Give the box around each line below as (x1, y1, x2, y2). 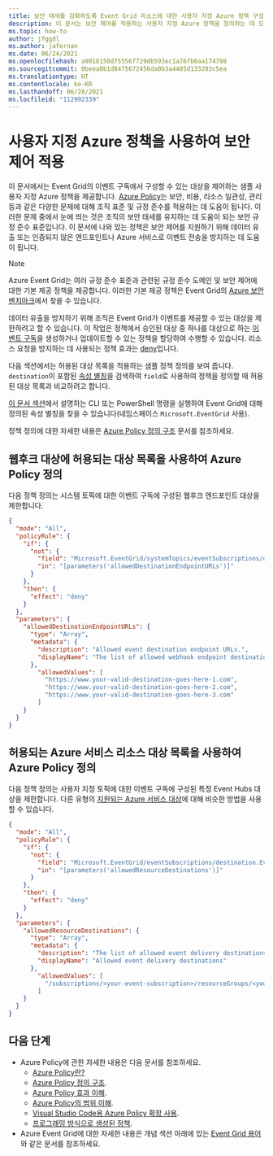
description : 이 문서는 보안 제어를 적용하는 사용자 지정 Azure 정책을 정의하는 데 (8, 20, 255, 28)
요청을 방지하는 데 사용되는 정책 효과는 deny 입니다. (16, 343, 179, 354)
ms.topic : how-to (8, 27, 67, 35)
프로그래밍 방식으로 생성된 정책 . (32, 1118, 132, 1128)
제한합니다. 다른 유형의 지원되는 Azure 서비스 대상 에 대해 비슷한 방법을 (23, 794, 247, 804)
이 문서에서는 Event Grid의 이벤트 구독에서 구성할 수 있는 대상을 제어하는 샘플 (8, 181, 253, 191)
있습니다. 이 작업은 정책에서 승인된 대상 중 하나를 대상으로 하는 (54, 323, 251, 334)
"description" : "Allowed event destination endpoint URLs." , (37, 645, 249, 653)
